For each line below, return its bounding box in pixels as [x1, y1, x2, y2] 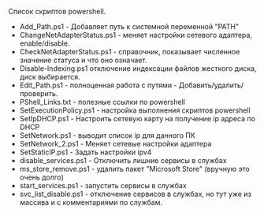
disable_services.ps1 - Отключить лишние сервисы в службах [19, 156, 227, 165]
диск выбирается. [19, 72, 80, 81]
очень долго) [19, 172, 65, 182]
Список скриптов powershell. [8, 7, 106, 16]
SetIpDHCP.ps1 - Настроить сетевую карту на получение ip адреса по [19, 114, 256, 123]
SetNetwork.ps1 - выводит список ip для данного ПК [19, 131, 195, 140]
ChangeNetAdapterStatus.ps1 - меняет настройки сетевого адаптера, [19, 31, 252, 39]
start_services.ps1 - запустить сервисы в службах [19, 181, 187, 190]
